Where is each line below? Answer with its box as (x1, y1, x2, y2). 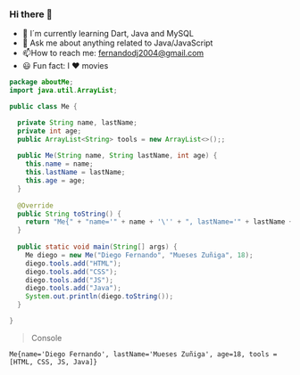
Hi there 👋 (9, 8, 54, 20)
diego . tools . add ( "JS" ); (25, 275, 114, 284)
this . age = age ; (25, 176, 87, 185)
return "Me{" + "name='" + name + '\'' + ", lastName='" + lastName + (25, 217, 294, 226)
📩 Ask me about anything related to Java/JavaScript (21, 37, 213, 48)
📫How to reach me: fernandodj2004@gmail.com (21, 48, 204, 59)
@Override (17, 200, 54, 210)
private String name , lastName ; (17, 118, 138, 127)
